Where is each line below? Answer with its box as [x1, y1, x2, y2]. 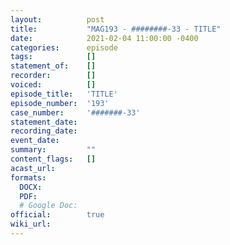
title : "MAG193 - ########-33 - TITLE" [10, 24, 222, 34]
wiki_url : [10, 219, 52, 230]
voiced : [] [10, 80, 97, 90]
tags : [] [10, 52, 97, 62]
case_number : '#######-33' [10, 107, 141, 118]
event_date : [10, 136, 60, 146]
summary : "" [10, 145, 97, 155]
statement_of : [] [10, 61, 97, 71]
